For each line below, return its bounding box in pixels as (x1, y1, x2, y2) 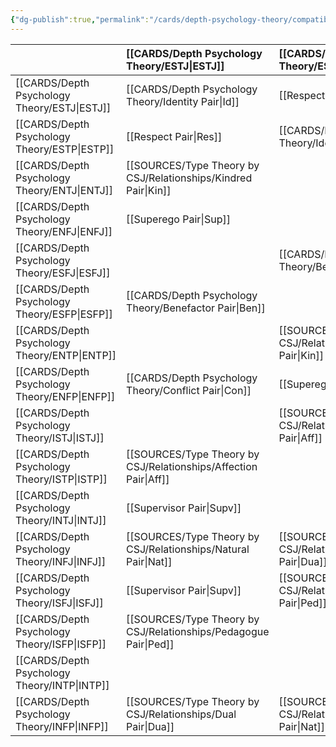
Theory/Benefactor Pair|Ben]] (126, 301, 266, 315)
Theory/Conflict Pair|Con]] (126, 383, 252, 397)
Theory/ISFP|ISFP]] (15, 637, 107, 651)
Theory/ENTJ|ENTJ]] (15, 183, 114, 197)
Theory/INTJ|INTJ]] (15, 513, 107, 527)
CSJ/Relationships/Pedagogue (126, 624, 270, 638)
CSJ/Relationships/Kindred (126, 171, 253, 185)
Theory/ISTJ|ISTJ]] (15, 431, 105, 445)
